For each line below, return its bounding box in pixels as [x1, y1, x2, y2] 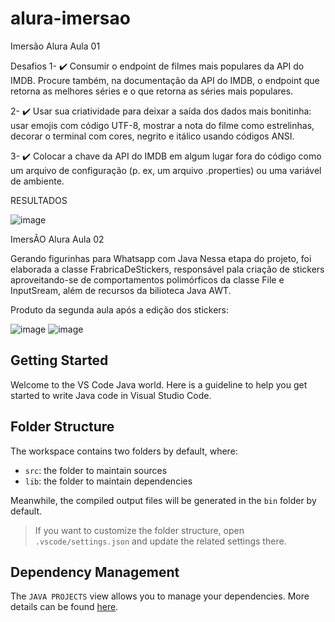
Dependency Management [10, 563, 180, 581]
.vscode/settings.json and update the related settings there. [34, 535, 287, 547]
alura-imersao [10, 7, 131, 30]
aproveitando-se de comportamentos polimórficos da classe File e [10, 273, 285, 286]
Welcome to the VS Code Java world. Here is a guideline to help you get [10, 378, 308, 391]
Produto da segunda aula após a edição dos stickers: [10, 303, 230, 316]
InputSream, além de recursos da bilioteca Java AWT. [10, 284, 232, 296]
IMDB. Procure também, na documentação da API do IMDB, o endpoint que [10, 74, 320, 86]
